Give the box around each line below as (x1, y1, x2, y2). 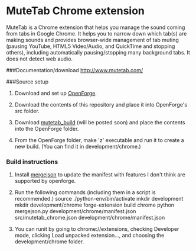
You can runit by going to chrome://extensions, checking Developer (14, 226, 179, 233)
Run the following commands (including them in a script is (14, 189, 156, 196)
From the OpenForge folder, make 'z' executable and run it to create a (14, 136, 184, 143)
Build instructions (6, 157, 58, 166)
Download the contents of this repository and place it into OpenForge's (14, 101, 188, 108)
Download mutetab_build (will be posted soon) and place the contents (14, 118, 185, 125)
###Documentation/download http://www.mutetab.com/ (6, 66, 143, 73)
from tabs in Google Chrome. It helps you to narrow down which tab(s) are (6, 30, 187, 37)
